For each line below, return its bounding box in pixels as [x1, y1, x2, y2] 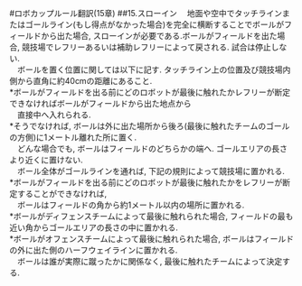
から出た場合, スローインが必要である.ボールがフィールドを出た [40, 31, 278, 41]
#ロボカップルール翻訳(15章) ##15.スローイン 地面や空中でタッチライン [9, 8, 283, 18]
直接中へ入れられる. [16, 109, 92, 120]
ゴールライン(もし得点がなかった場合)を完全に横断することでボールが [24, 19, 285, 30]
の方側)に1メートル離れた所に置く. [9, 132, 137, 143]
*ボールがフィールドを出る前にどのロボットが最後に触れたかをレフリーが [9, 177, 283, 188]
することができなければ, [16, 189, 108, 198]
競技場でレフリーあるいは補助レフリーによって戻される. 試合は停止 [21, 42, 271, 52]
